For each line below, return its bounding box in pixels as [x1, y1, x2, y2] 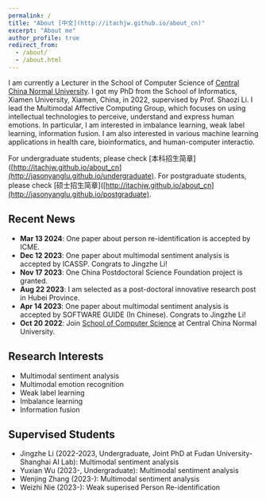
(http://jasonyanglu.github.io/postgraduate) [8, 189, 149, 199]
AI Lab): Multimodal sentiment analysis [52, 457, 179, 467]
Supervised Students [8, 428, 115, 441]
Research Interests [8, 350, 104, 363]
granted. [19, 275, 48, 285]
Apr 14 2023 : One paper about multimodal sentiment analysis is [19, 301, 229, 311]
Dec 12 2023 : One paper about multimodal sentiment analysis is [19, 250, 230, 260]
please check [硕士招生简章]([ [8, 180, 106, 189]
